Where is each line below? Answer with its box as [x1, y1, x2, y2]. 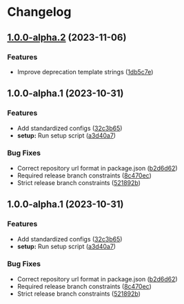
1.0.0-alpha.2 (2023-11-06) [7, 32, 127, 43]
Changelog [7, 4, 72, 20]
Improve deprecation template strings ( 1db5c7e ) [17, 67, 154, 76]
